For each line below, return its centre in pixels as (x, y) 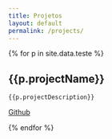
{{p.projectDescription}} (51, 97)
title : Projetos (35, 16)
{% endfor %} (31, 128)
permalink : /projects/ (46, 31)
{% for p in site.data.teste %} (56, 54)
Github (19, 112)
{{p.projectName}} (57, 78)
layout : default (35, 23)
